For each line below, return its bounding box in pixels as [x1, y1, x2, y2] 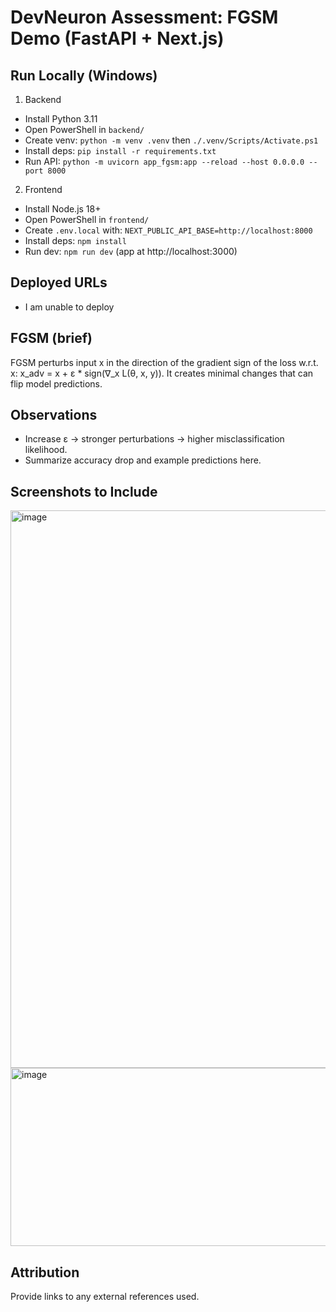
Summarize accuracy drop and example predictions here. [24, 454, 262, 466]
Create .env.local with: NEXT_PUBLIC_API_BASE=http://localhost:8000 [24, 224, 313, 236]
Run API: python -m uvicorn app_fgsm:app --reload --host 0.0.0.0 [24, 156, 305, 167]
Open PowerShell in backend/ [24, 124, 145, 135]
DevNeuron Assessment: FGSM [10, 6, 279, 29]
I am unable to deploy [24, 301, 115, 313]
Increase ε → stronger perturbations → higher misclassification [24, 433, 285, 445]
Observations [10, 407, 98, 424]
